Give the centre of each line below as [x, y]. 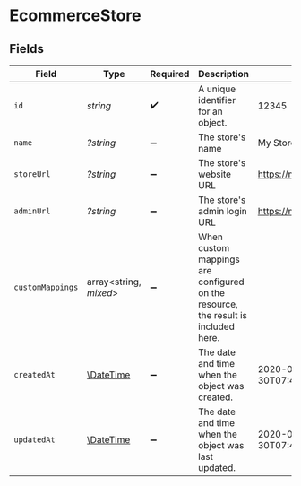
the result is [223, 315]
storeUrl [32, 174]
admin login [223, 211]
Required [170, 74]
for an [211, 111]
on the [212, 293]
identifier [217, 100]
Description [224, 74]
